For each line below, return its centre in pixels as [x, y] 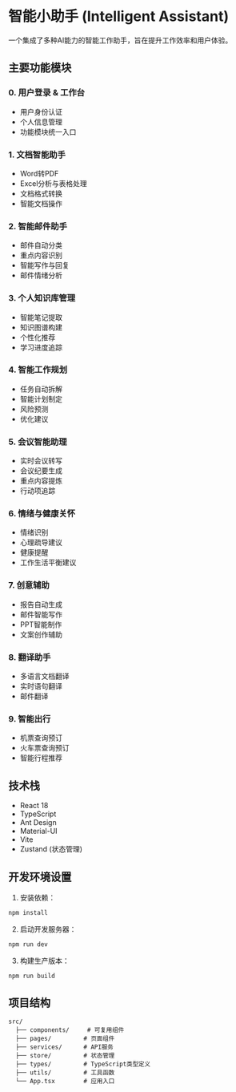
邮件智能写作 [41, 614]
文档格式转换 [41, 193]
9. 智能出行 [30, 718]
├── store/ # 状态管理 [65, 1056]
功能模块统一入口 [48, 131]
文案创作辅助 [41, 634]
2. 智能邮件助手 [38, 226]
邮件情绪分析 [41, 275]
